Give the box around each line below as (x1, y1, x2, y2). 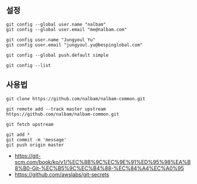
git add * (6, 131, 30, 138)
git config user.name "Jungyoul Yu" (6, 37, 96, 43)
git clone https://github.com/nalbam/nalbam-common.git (6, 96, 145, 101)
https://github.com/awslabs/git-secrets (14, 171, 110, 178)
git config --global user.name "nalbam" (6, 21, 107, 28)
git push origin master (6, 142, 64, 148)
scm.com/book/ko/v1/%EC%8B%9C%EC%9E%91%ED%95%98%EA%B (14, 158, 191, 165)
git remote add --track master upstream (6, 106, 107, 112)
